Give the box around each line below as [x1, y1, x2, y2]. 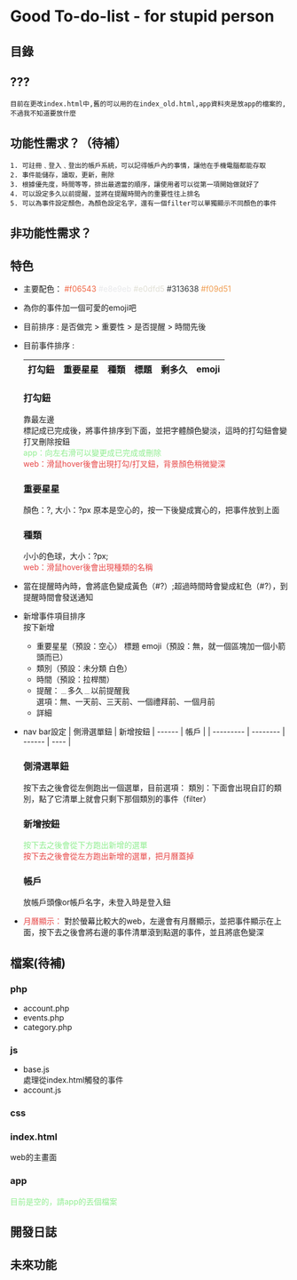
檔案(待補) [10, 956, 66, 971]
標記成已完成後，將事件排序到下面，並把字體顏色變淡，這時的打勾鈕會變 [22, 425, 287, 436]
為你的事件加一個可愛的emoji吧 [22, 302, 137, 313]
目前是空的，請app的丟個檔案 [10, 1196, 118, 1206]
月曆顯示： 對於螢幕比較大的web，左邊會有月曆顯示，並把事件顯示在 [22, 916, 274, 926]
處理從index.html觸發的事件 [22, 1075, 124, 1085]
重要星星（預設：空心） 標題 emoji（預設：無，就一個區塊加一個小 [35, 641, 278, 652]
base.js [22, 1064, 50, 1075]
